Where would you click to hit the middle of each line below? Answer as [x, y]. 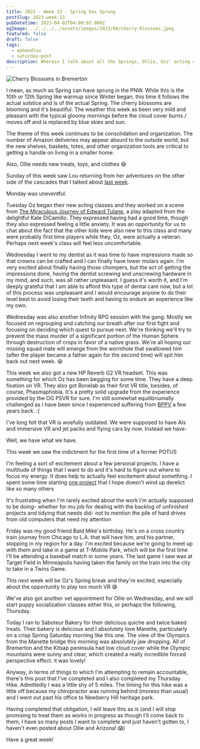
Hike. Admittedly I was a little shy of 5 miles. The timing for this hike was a [97, 685]
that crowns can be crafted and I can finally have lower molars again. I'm [95, 261]
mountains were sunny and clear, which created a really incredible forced [96, 654]
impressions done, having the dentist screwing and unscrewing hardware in [99, 273]
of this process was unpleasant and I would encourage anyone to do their [96, 292]
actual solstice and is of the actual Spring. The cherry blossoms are [89, 103]
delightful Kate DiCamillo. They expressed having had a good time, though [97, 218]
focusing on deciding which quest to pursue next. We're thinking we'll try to [99, 329]
